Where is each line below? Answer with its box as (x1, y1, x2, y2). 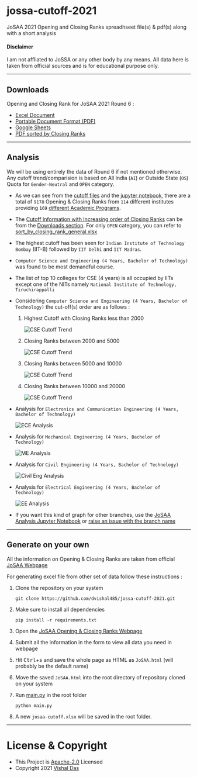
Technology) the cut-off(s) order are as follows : (15, 303, 130, 310)
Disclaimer (6, 43, 34, 50)
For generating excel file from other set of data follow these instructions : (6, 573, 183, 580)
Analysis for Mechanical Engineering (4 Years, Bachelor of (15, 433, 161, 440)
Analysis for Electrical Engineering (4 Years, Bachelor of (15, 484, 161, 491)
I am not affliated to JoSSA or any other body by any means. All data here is (6, 56, 189, 63)
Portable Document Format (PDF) (15, 118, 96, 125)
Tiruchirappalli (15, 286, 55, 293)
